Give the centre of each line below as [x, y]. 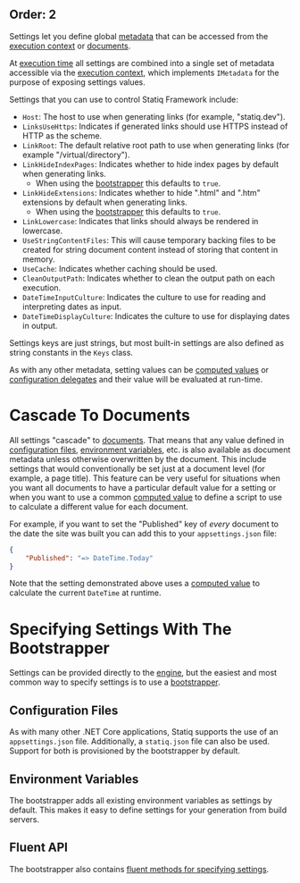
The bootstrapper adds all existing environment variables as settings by [141, 800]
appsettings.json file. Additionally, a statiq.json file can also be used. [140, 742]
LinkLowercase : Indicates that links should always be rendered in [140, 221]
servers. [25, 819]
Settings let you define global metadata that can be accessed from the [139, 36]
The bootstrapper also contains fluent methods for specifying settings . [139, 869]
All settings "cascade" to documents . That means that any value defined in [146, 440]
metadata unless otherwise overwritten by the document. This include [138, 458]
